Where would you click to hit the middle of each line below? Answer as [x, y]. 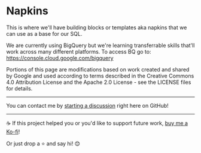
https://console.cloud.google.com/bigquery [60, 58]
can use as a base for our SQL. [44, 33]
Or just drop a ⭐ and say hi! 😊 [43, 143]
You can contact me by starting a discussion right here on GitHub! [87, 105]
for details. [19, 88]
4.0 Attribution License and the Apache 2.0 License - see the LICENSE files [99, 82]
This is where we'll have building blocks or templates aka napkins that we [97, 27]
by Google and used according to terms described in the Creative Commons [100, 76]
